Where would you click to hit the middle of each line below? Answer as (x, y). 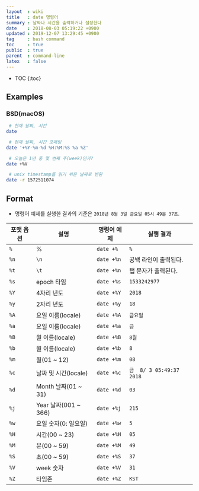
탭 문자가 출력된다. (154, 271)
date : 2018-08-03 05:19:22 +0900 (53, 28)
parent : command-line (36, 56)
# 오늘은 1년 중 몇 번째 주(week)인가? (51, 158)
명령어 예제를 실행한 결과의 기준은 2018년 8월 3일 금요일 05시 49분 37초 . (97, 213)
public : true (25, 50)
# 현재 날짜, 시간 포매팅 (35, 142)
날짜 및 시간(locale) (62, 373)
